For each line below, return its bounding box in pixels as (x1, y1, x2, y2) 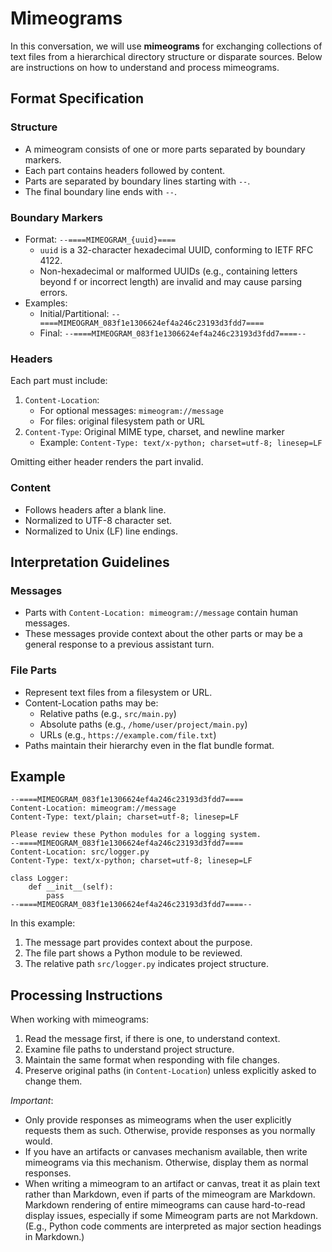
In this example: (10, 917, 76, 929)
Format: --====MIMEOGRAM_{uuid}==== (24, 233, 177, 245)
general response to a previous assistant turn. (24, 638, 215, 651)
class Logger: (10, 873, 70, 884)
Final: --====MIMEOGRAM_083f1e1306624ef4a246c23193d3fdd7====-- (39, 327, 307, 339)
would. (24, 1135, 53, 1147)
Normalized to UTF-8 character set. (24, 514, 173, 526)
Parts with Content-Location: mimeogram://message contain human (24, 607, 299, 619)
